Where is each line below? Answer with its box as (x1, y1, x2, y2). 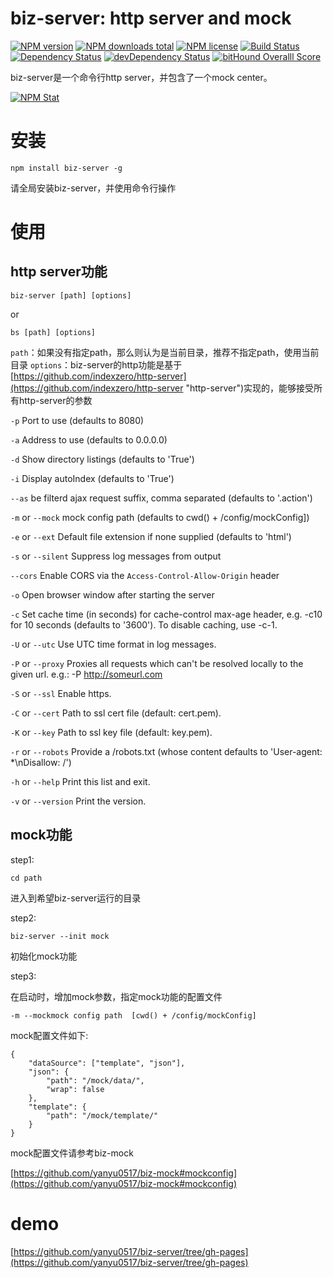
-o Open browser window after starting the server (10, 588, 215, 601)
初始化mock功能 (10, 950, 78, 962)
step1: (10, 853, 35, 866)
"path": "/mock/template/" (46, 1110, 159, 1121)
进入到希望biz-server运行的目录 (10, 892, 142, 904)
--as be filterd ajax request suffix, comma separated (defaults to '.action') (10, 492, 313, 504)
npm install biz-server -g (10, 163, 123, 173)
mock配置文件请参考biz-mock (10, 1147, 134, 1159)
